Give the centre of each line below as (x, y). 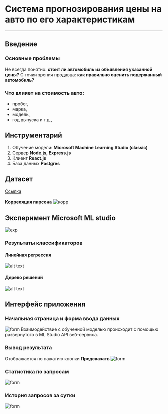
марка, (20, 109)
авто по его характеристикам (70, 19)
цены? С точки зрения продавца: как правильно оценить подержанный (84, 74)
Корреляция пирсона (29, 202)
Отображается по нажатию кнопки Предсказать (57, 358)
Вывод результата (29, 348)
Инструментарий (34, 136)
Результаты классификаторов (44, 243)
